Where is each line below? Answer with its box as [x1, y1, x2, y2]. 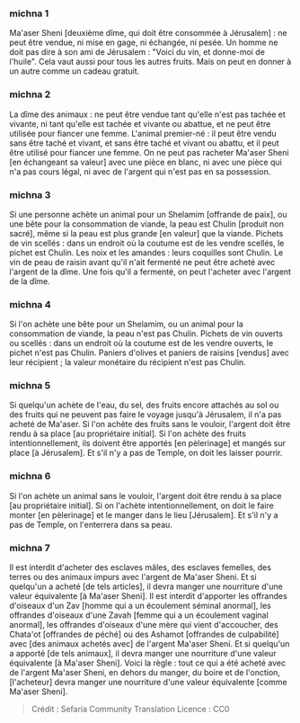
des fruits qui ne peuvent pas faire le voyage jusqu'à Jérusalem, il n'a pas [9, 409, 282, 420]
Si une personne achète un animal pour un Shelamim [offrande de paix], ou [9, 209, 287, 219]
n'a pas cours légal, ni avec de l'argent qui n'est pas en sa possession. [9, 165, 271, 177]
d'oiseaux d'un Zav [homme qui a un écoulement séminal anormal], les [9, 601, 271, 611]
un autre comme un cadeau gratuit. [9, 66, 140, 76]
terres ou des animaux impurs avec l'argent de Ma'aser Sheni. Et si [9, 572, 258, 583]
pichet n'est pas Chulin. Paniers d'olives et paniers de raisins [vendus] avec [9, 347, 290, 358]
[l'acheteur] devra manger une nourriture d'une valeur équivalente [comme [9, 677, 287, 688]
